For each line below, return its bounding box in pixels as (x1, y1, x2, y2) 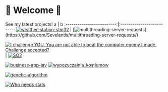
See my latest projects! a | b (5, 21, 64, 27)
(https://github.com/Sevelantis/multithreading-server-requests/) (5, 32, 139, 38)
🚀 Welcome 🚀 (5, 5, 62, 16)
